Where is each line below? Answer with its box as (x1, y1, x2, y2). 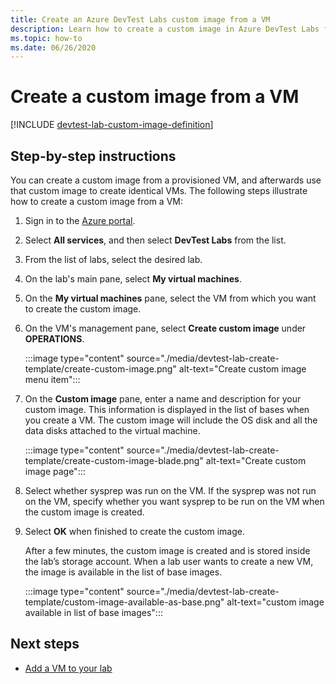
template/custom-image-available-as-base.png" (24, 596, 225, 608)
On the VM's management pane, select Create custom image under (24, 322, 307, 334)
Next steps (10, 636, 80, 653)
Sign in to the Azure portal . (24, 215, 136, 226)
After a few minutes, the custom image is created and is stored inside (24, 545, 311, 556)
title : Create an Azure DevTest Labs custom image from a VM (10, 14, 271, 25)
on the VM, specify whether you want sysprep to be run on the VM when (24, 496, 325, 507)
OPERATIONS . (24, 333, 85, 345)
